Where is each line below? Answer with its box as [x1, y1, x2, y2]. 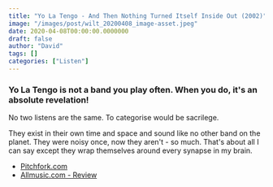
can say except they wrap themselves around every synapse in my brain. [8, 146, 253, 155]
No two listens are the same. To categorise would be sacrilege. [8, 113, 219, 123]
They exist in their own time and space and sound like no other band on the [8, 128, 261, 138]
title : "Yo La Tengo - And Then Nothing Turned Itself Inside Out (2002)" [8, 11, 267, 20]
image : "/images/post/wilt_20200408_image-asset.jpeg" [8, 20, 198, 28]
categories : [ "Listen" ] [8, 58, 89, 66]
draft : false [8, 34, 53, 43]
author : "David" [8, 42, 63, 50]
